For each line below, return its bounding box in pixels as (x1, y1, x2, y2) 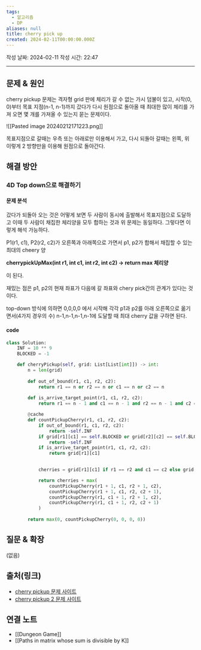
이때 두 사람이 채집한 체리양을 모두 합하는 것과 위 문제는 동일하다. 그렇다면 (12, 219, 185, 226)
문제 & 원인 (6, 78, 45, 89)
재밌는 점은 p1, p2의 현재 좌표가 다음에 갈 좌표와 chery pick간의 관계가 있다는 (6, 285, 187, 292)
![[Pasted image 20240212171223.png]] (6, 122, 103, 129)
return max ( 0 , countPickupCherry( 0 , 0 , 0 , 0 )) (28, 517, 146, 523)
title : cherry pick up (6, 31, 63, 37)
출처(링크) (6, 571, 42, 581)
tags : (6, 8, 20, 15)
